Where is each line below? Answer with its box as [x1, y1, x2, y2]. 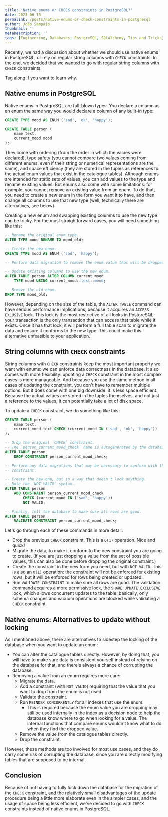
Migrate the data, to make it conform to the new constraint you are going [12, 548, 162, 554]
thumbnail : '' [5, 26, 35, 31]
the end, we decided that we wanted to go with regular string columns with [5, 60, 159, 66]
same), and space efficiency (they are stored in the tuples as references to [5, 166, 159, 172]
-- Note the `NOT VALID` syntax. [5, 481, 75, 487]
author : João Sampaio [5, 21, 50, 27]
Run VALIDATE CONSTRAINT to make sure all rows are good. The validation [12, 580, 161, 586]
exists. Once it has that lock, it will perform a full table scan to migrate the [5, 322, 156, 328]
